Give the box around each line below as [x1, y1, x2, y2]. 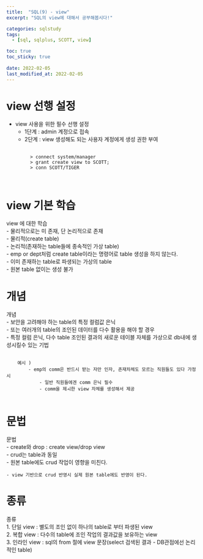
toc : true [6, 48, 32, 54]
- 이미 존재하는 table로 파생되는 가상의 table [6, 258, 112, 265]
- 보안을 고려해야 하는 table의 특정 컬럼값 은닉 [6, 319, 116, 326]
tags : [6, 31, 20, 37]
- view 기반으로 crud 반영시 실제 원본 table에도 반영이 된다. [6, 472, 148, 478]
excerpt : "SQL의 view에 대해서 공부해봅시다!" [6, 15, 113, 21]
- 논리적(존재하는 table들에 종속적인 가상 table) [6, 243, 119, 250]
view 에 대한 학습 [6, 220, 48, 227]
